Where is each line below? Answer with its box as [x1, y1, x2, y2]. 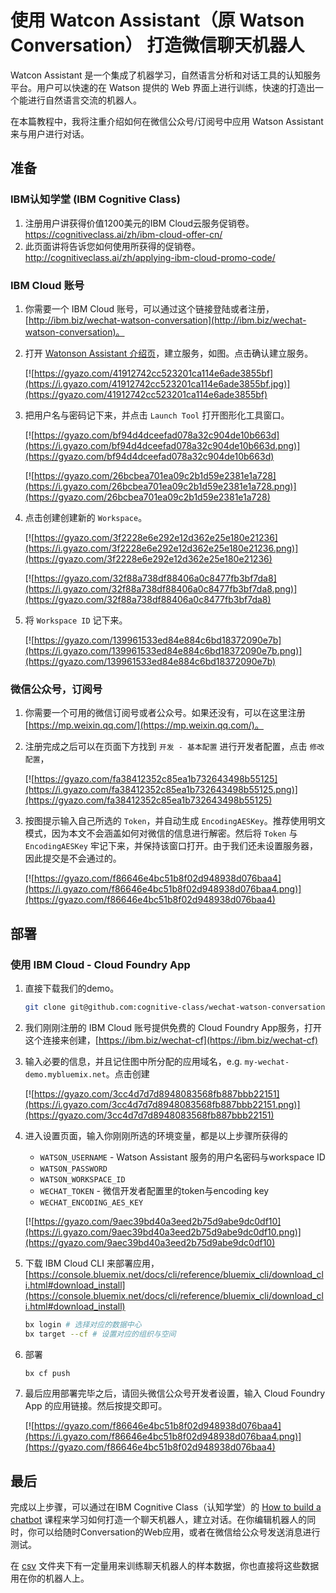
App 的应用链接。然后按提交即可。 [24, 1400, 168, 1412]
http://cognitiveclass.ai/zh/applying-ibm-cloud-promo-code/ [24, 251, 276, 263]
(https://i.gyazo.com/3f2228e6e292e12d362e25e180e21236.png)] [24, 542, 299, 554]
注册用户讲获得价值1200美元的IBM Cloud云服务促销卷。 [24, 217, 255, 229]
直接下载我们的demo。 [24, 982, 120, 994]
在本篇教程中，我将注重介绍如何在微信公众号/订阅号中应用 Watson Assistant [10, 115, 324, 127]
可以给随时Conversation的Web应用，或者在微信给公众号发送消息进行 [36, 1526, 321, 1538]
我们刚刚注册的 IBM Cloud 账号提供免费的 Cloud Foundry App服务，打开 [24, 1021, 323, 1033]
